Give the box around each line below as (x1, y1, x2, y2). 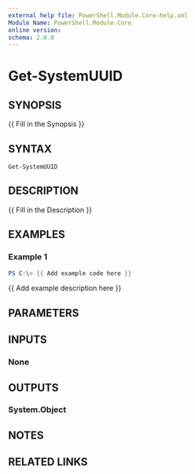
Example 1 (8, 252, 48, 263)
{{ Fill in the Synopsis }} (8, 119, 85, 129)
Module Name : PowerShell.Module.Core (8, 19, 132, 27)
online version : (8, 26, 61, 34)
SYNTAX (8, 142, 53, 156)
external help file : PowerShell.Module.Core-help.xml (8, 11, 189, 20)
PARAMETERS (8, 306, 79, 319)
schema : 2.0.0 (8, 33, 55, 42)
